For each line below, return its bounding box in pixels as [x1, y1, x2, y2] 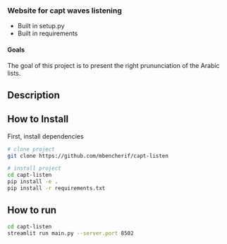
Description [7, 89, 60, 101]
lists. [7, 69, 21, 77]
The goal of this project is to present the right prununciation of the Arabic [7, 61, 220, 69]
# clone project [7, 146, 55, 153]
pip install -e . [7, 178, 59, 185]
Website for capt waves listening [7, 6, 122, 16]
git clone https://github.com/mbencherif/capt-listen [7, 152, 169, 159]
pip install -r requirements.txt [7, 185, 106, 192]
